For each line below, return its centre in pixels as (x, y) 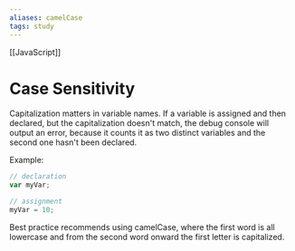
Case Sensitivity (72, 88)
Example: (27, 160)
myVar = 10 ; (32, 210)
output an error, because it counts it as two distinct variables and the (138, 133)
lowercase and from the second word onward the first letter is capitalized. (147, 237)
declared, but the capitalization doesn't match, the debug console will (139, 123)
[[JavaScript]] (35, 52)
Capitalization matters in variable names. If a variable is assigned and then (148, 113)
